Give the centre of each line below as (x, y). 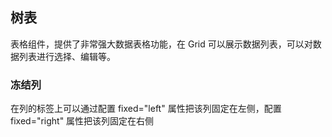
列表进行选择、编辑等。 (67, 56)
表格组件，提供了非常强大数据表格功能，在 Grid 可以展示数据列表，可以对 (161, 44)
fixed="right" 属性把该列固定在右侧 (82, 121)
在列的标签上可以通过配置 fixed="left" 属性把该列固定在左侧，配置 (146, 109)
